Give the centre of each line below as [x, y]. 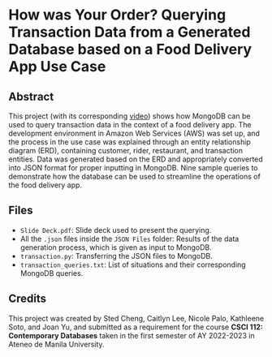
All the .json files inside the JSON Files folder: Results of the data [130, 239]
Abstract [31, 96]
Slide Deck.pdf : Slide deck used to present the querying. [116, 230]
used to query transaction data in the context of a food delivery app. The [130, 125]
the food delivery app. [45, 185]
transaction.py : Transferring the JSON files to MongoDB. [116, 256]
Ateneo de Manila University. [56, 344]
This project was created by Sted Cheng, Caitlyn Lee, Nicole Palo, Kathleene [136, 318]
